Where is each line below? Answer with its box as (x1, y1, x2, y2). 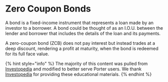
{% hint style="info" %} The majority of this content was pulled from (5, 60, 148, 66)
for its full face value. (5, 51, 50, 57)
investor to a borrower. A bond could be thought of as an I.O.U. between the (5, 25, 163, 31)
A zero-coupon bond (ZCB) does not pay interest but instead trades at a (5, 40, 155, 46)
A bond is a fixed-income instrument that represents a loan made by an (5, 20, 154, 26)
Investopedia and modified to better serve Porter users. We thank (5, 66, 142, 72)
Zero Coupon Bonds (5, 3, 91, 15)
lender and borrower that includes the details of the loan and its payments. (5, 30, 161, 36)
